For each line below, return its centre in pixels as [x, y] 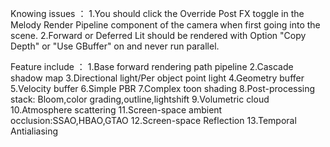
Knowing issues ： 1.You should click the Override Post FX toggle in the [157, 13]
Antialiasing [34, 131]
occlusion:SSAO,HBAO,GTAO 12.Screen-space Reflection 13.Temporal [153, 120]
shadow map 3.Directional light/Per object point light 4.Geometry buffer [157, 78]
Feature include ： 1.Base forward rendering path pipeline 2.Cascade [152, 66]
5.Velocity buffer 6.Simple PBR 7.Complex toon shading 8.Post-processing [163, 88]
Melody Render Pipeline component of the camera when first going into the [165, 25]
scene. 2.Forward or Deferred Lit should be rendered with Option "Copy [158, 35]
